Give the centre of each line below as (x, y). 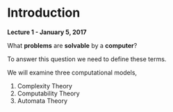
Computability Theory (48, 93)
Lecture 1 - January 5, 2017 (47, 32)
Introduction (44, 13)
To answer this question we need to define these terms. (87, 59)
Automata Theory (42, 101)
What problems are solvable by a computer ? (72, 45)
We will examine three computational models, (72, 72)
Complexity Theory (45, 86)
